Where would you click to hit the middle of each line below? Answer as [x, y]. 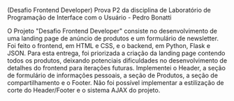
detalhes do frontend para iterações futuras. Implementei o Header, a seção [116, 68]
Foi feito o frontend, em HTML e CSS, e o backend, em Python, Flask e [109, 46]
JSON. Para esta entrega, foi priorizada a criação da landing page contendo [116, 53]
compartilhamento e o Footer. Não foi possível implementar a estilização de [116, 83]
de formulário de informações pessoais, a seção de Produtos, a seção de [113, 75]
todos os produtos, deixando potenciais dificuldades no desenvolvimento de [117, 61]
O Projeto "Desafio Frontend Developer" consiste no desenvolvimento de [112, 31]
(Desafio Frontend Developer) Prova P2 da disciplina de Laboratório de [109, 10]
